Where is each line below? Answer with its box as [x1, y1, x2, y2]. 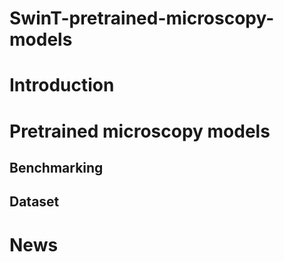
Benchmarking [9, 159, 104, 176]
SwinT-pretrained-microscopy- [9, 7, 275, 30]
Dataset [9, 193, 60, 211]
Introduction [9, 74, 115, 97]
